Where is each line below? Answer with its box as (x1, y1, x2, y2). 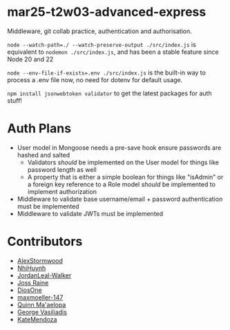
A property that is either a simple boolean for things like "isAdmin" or (27, 173, 224, 181)
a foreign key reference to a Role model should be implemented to (27, 180, 216, 188)
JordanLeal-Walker (17, 271, 72, 280)
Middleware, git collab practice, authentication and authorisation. (7, 27, 192, 35)
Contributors (7, 234, 83, 249)
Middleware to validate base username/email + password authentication (17, 195, 223, 203)
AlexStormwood (17, 256, 64, 264)
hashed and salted (17, 151, 70, 159)
